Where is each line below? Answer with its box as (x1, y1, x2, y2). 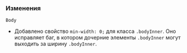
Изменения (5, 4, 41, 12)
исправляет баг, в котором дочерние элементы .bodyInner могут (14, 34, 181, 41)
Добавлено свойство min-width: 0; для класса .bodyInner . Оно (14, 28, 176, 35)
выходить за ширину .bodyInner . (14, 40, 97, 48)
